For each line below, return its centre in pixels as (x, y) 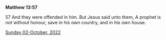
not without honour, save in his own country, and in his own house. (76, 23)
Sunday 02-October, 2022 (33, 32)
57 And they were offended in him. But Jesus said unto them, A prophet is (83, 17)
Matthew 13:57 (21, 7)
